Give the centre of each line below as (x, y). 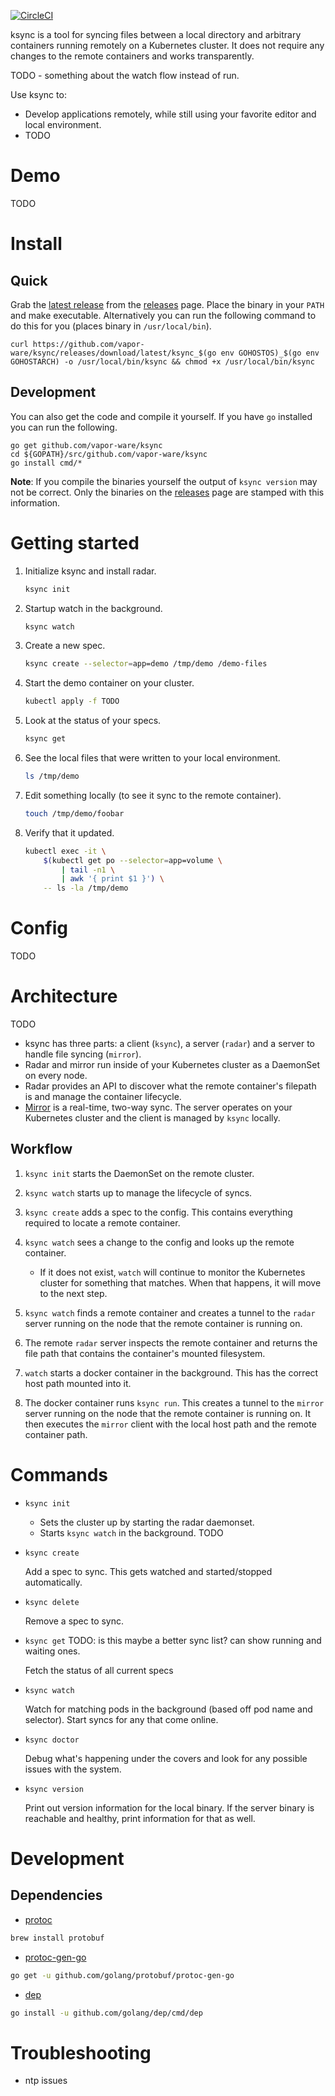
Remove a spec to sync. (74, 1621)
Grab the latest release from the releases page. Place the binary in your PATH (167, 304)
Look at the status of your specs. (93, 721)
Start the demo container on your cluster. (109, 683)
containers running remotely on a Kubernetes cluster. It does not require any (167, 45)
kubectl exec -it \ (65, 851)
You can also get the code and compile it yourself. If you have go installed (161, 416)
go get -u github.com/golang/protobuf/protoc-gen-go (122, 1975)
